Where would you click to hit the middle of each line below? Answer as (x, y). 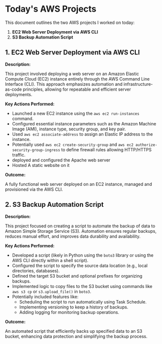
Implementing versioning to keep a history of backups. (74, 307)
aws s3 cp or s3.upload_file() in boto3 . (51, 291)
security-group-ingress (36, 150)
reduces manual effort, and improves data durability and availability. (73, 236)
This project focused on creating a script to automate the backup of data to (80, 226)
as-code (13, 89)
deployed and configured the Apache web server (61, 160)
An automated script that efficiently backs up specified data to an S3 (74, 331)
